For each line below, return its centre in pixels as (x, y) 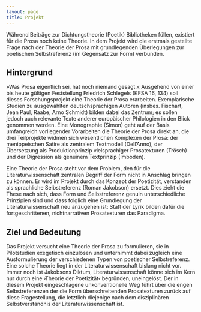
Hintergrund (29, 72)
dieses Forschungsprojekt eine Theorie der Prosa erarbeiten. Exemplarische (100, 100)
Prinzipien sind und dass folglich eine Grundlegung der (74, 200)
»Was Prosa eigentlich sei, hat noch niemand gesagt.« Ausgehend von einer (100, 87)
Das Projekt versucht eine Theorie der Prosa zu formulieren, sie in (88, 247)
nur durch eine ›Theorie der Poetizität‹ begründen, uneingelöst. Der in (92, 278)
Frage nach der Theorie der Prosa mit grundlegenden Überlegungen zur (95, 47)
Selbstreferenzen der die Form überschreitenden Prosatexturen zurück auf (98, 291)
